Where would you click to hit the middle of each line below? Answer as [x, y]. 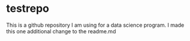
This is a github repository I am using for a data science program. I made [95, 25]
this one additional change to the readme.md [61, 31]
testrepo [28, 9]
